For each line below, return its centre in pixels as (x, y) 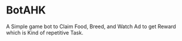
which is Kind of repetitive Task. (45, 32)
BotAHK (26, 10)
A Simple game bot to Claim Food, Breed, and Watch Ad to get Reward (91, 26)
